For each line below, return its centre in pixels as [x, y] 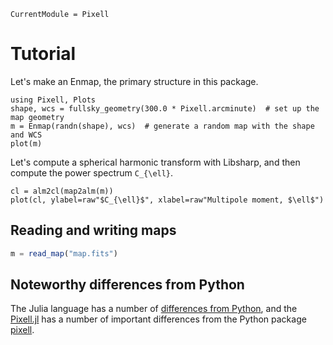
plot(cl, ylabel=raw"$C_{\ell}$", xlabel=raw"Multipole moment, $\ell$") [167, 200]
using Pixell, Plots [53, 100]
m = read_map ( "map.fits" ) [64, 253]
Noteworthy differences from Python [127, 285]
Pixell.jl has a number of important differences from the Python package [158, 319]
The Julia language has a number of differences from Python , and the [154, 309]
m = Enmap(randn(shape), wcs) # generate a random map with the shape [162, 126]
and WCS [26, 135]
